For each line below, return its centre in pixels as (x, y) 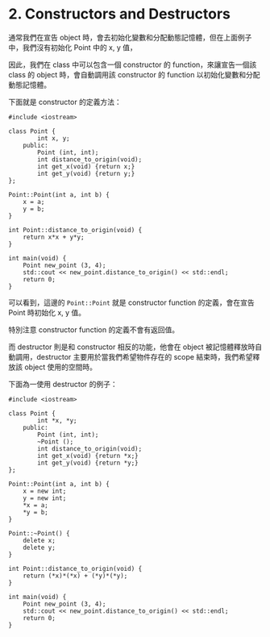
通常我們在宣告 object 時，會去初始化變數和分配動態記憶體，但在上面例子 (130, 37)
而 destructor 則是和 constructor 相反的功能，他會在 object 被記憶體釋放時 (132, 347)
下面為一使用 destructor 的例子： (63, 384)
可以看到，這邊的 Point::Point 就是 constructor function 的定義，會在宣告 (132, 302)
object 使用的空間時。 (60, 367)
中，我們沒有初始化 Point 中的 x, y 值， (73, 47)
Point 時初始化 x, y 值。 (47, 312)
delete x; (39, 540)
